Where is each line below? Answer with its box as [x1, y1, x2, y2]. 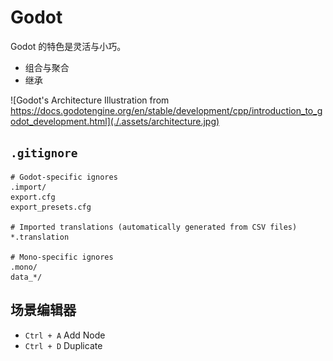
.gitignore [10, 146, 78, 161]
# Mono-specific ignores [10, 252, 114, 262]
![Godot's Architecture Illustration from [10, 94, 170, 106]
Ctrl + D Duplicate [24, 339, 103, 351]
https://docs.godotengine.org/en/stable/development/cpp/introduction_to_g [10, 104, 323, 116]
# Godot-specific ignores [10, 172, 118, 182]
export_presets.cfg [10, 202, 92, 212]
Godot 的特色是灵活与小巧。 [10, 40, 127, 52]
